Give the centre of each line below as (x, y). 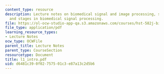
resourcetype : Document (29, 55)
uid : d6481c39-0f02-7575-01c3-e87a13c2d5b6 (50, 64)
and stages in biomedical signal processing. (57, 18)
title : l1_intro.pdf (26, 59)
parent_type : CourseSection (34, 50)
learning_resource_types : (31, 32)
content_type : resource (29, 9)
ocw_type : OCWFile (24, 41)
